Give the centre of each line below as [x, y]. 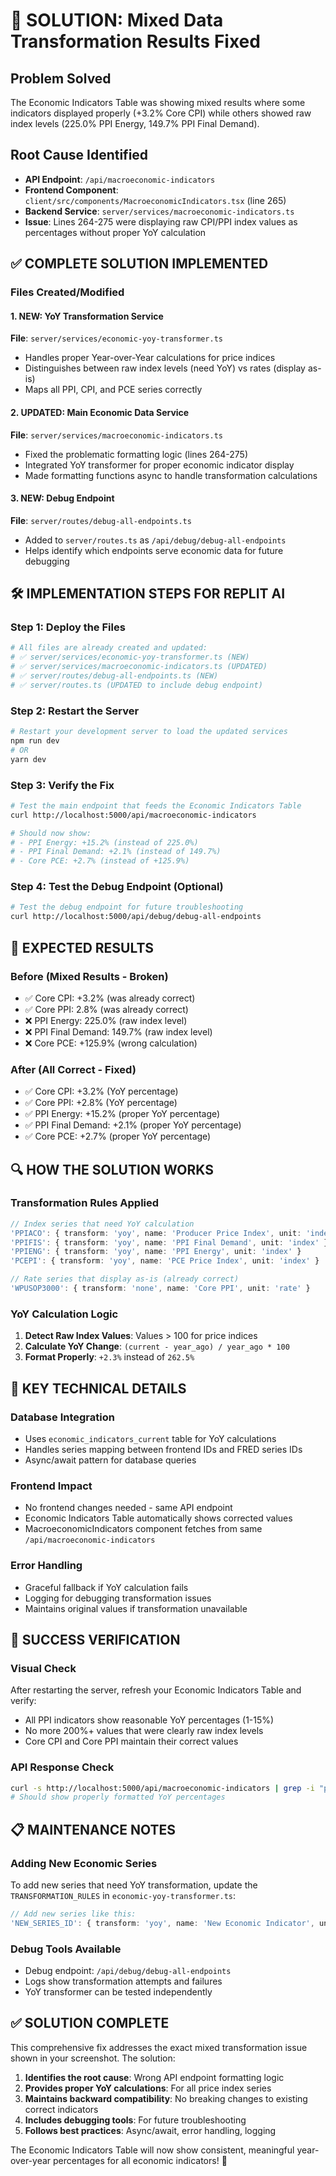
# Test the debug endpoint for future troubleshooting [127, 907]
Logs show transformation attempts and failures [123, 1981]
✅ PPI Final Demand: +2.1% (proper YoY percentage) [133, 1125]
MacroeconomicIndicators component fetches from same [143, 1529]
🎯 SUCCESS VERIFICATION [95, 1639]
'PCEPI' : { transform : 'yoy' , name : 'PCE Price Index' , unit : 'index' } [165, 1261]
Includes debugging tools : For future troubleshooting [135, 2120]
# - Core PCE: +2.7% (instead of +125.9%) [100, 861]
